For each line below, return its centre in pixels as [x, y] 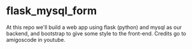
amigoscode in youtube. [36, 40]
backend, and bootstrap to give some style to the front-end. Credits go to [96, 33]
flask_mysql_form [52, 11]
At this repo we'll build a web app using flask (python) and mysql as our [94, 27]
